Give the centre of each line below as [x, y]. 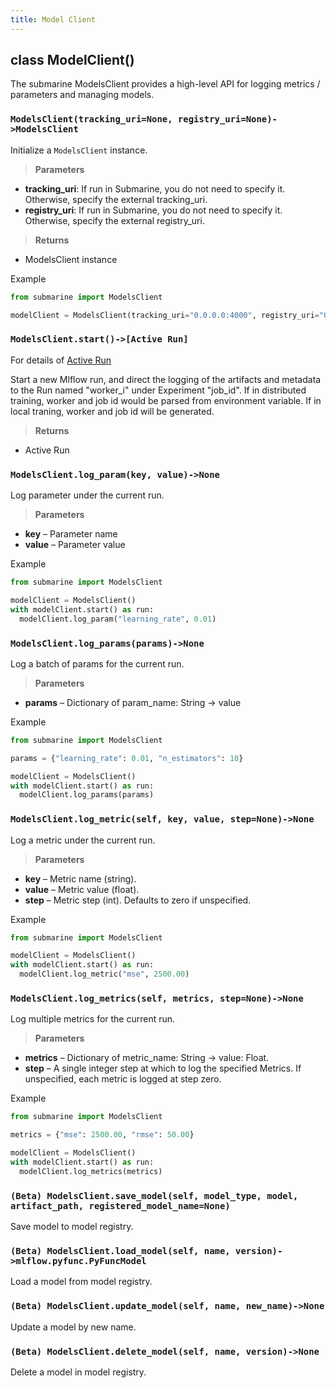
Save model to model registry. [72, 1227]
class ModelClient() [72, 60]
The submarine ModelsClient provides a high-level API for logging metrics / [165, 84]
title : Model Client [53, 19]
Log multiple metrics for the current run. [93, 1019]
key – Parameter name [71, 534]
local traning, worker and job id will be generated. [112, 411]
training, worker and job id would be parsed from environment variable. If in [166, 400]
